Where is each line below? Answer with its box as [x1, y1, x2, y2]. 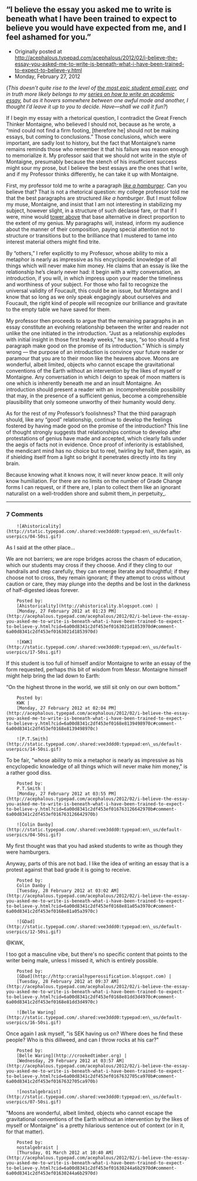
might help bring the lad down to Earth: [6, 673, 101, 680]
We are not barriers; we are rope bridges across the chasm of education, [6, 556, 182, 563]
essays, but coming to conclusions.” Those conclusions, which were [6, 133, 171, 140]
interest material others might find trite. [6, 238, 101, 245]
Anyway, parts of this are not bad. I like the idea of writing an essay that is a [6, 860, 189, 867]
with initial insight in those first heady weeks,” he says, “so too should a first [6, 336, 189, 343]
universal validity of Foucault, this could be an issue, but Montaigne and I [6, 287, 183, 294]
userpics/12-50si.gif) [6, 929, 62, 935]
